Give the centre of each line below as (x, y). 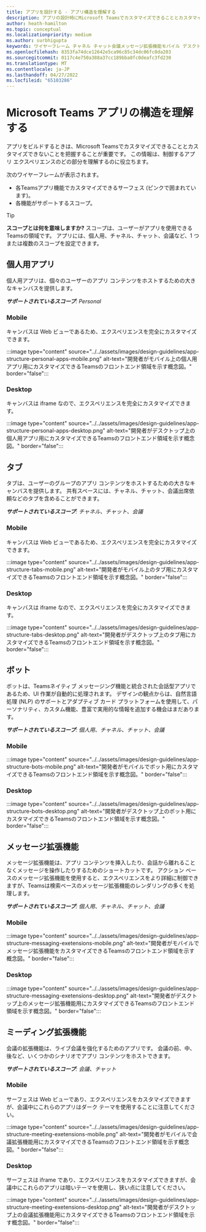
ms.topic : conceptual (34, 29)
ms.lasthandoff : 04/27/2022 (42, 75)
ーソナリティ (22, 709)
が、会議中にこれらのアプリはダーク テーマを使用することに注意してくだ (98, 1107)
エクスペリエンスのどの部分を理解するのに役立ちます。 (82, 162)
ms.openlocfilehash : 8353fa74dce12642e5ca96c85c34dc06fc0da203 (89, 52)
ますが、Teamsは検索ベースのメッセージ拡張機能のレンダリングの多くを (98, 886)
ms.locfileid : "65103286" (39, 80)
